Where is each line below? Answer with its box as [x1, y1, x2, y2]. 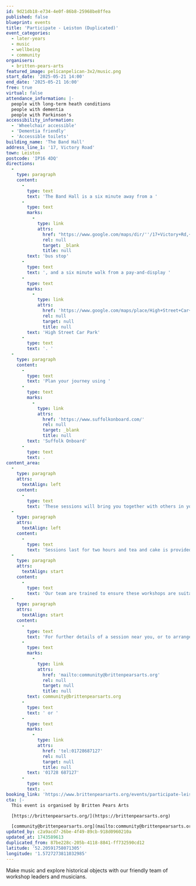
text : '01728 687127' [27, 770, 80, 775]
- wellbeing [11, 47, 41, 53]
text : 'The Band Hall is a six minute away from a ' [27, 194, 158, 199]
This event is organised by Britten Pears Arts [11, 802, 129, 808]
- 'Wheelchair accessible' [11, 123, 77, 129]
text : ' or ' [27, 710, 59, 716]
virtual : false [6, 90, 43, 96]
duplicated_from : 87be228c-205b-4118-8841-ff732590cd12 [6, 840, 145, 846]
